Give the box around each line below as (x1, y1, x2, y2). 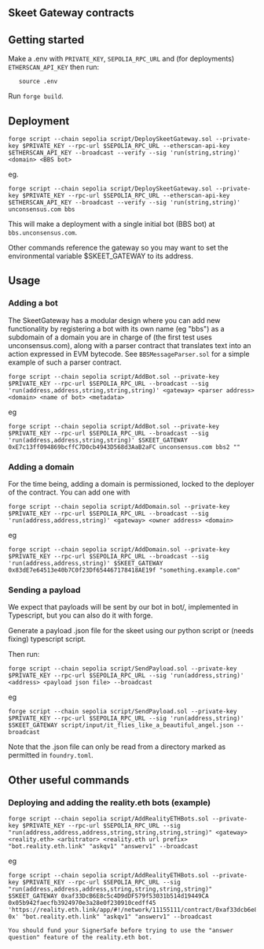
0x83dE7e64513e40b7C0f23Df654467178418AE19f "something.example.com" (8, 566, 241, 574)
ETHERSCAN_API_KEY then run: (8, 62, 100, 72)
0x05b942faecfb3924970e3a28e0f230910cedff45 (8, 899, 156, 906)
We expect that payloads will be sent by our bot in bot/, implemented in (8, 602, 239, 612)
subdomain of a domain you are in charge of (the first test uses (8, 332, 212, 342)
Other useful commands (8, 773, 130, 787)
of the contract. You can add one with (8, 487, 131, 497)
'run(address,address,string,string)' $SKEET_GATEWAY (8, 436, 189, 444)
